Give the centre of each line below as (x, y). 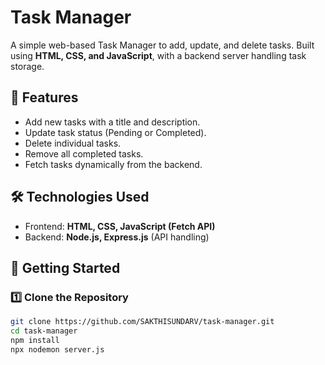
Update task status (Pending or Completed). (115, 132)
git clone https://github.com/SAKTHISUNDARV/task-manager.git (142, 322)
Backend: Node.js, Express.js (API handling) (117, 237)
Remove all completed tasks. (84, 153)
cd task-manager (44, 331)
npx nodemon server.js (57, 349)
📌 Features (44, 97)
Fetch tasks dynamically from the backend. (113, 164)
